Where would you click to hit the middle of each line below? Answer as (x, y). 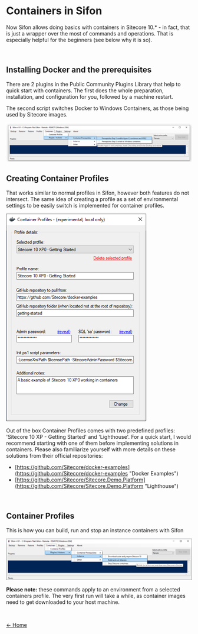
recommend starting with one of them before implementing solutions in (92, 443)
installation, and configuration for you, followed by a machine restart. (90, 96)
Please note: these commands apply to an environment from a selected (93, 589)
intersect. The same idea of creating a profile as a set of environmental (92, 199)
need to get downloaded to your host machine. (63, 602)
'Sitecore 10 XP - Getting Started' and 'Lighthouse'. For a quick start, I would (99, 436)
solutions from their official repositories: (55, 455)
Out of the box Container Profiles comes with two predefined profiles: (91, 431)
